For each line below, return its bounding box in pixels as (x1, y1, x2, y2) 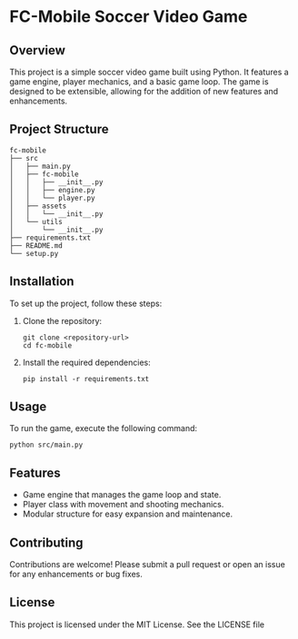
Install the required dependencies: (22, 357, 152, 368)
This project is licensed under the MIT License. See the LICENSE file (9, 619, 265, 630)
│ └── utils (9, 217, 64, 226)
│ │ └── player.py (9, 193, 95, 202)
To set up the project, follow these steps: (9, 298, 163, 309)
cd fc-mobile (22, 340, 73, 350)
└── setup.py (9, 249, 59, 258)
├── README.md (9, 241, 64, 251)
